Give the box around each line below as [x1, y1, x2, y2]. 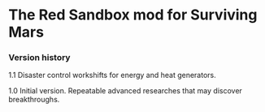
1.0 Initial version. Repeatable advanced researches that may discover [8, 86, 242, 96]
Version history [8, 52, 71, 63]
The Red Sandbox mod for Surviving [8, 6, 258, 24]
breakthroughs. [8, 95, 60, 105]
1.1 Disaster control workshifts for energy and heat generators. [8, 71, 217, 80]
